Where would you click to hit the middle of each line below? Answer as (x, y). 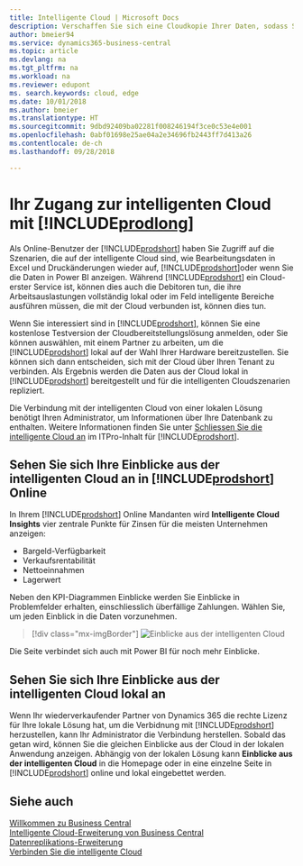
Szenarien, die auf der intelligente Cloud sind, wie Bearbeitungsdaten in (142, 258)
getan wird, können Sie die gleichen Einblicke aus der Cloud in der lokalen (147, 744)
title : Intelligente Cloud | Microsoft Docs (94, 18)
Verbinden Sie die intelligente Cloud (76, 852)
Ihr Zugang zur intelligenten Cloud (141, 204)
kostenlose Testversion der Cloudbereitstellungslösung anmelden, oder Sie (149, 333)
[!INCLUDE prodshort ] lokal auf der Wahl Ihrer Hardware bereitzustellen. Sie (149, 351)
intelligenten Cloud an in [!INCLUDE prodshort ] (142, 479)
